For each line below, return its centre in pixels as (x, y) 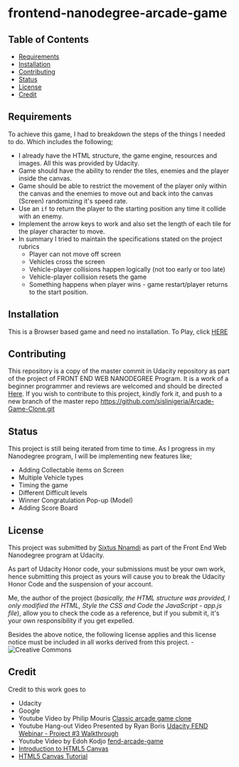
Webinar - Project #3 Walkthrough (69, 733)
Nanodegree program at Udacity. (57, 555)
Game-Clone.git (32, 409)
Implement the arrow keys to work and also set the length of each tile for (125, 223)
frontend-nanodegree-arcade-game (118, 13)
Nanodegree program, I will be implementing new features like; (100, 456)
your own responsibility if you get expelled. (71, 621)
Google (29, 711)
